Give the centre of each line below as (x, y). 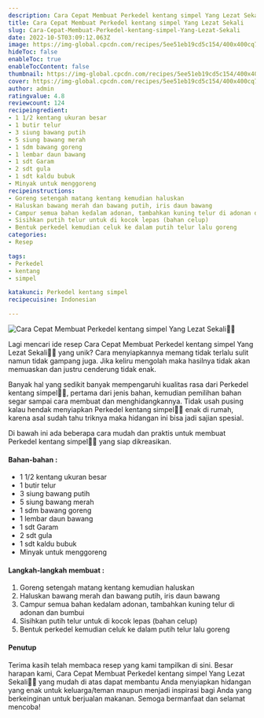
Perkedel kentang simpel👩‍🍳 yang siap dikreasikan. (90, 442)
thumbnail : (26, 74)
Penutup (22, 647)
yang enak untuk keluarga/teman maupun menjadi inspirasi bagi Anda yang (130, 690)
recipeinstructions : (42, 191)
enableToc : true (35, 60)
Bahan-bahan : (33, 459)
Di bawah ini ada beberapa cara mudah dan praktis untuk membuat (117, 433)
